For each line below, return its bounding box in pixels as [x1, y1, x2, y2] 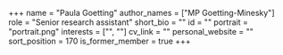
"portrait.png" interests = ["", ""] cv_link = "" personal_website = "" [8, 27, 254, 36]
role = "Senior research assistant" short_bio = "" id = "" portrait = [8, 17, 249, 27]
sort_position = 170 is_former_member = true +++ [8, 35, 191, 46]
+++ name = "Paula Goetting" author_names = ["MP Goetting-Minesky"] [8, 8, 275, 18]
